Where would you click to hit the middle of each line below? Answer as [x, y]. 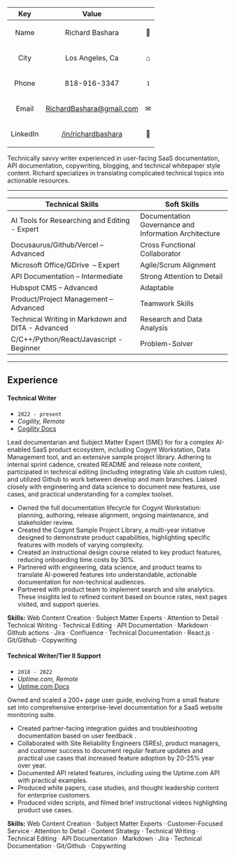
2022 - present [40, 414]
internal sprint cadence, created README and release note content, [105, 464]
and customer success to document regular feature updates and [110, 750]
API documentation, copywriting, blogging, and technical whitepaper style [114, 166]
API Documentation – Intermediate [67, 276]
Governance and [167, 225]
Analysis [154, 328]
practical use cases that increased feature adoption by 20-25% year [116, 758]
